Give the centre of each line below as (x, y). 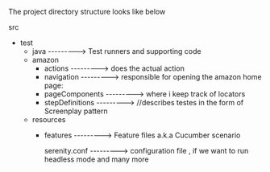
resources (49, 119)
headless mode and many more (96, 159)
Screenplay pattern (76, 111)
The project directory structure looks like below (87, 12)
